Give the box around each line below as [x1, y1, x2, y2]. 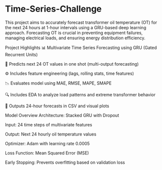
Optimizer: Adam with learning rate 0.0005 [5, 140, 90, 146]
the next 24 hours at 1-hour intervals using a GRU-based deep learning [5, 24, 147, 30]
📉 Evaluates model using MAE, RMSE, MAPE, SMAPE [5, 80, 112, 86]
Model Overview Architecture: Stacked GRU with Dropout [5, 112, 119, 118]
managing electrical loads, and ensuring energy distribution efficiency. [5, 35, 146, 41]
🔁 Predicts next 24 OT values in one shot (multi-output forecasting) [5, 61, 139, 67]
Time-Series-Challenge [5, 3, 102, 15]
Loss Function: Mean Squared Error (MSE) [5, 150, 89, 156]
